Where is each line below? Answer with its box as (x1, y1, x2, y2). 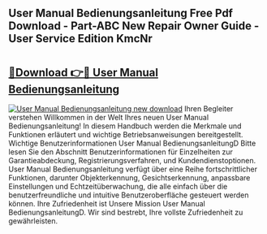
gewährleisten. (8, 216, 58, 226)
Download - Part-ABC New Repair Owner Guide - (8, 19, 260, 33)
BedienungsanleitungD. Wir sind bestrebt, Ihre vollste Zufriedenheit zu (8, 207, 243, 217)
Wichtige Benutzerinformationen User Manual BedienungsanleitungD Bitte (8, 138, 256, 148)
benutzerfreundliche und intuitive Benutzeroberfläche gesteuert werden (8, 190, 249, 200)
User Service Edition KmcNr (8, 32, 153, 45)
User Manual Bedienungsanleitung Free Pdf (8, 6, 234, 20)
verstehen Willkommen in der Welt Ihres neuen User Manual (8, 113, 209, 122)
